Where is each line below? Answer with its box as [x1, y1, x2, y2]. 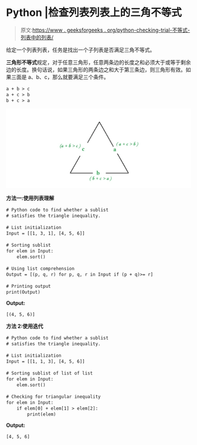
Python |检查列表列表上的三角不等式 [6, 6, 182, 19]
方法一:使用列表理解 [6, 194, 55, 201]
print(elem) [27, 411, 57, 417]
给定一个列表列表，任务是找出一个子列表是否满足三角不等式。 [6, 46, 155, 53]
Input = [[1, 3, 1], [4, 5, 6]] [6, 230, 85, 236]
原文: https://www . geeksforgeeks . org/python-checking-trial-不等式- [20, 26, 191, 33]
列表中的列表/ [20, 33, 54, 41]
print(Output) [6, 289, 41, 295]
